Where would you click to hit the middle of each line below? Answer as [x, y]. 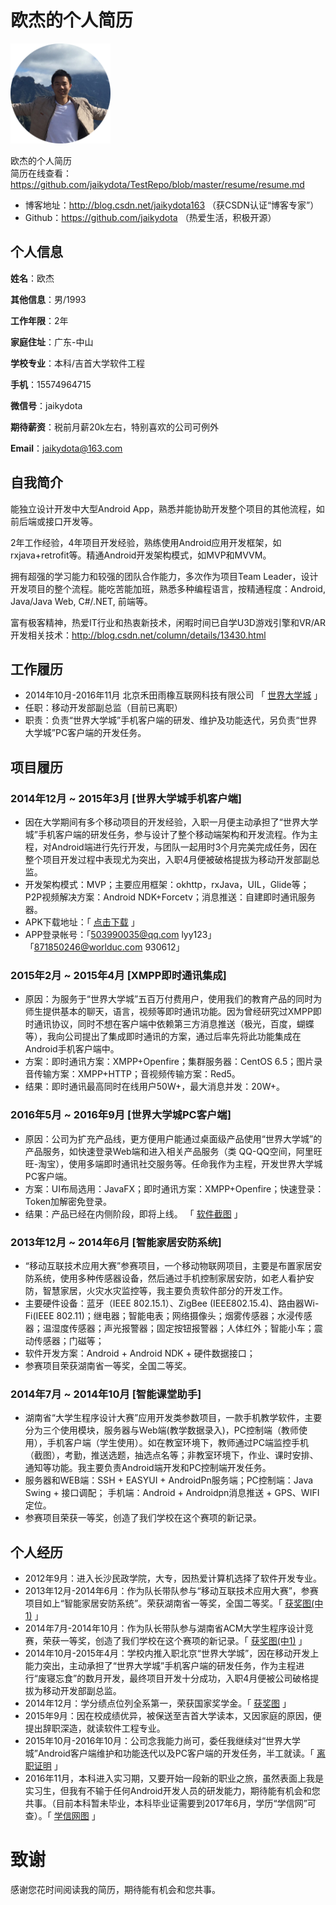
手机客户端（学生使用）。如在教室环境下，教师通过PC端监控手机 [177, 1443]
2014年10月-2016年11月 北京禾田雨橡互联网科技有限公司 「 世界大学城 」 [173, 695]
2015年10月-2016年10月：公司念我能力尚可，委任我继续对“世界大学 [163, 1741]
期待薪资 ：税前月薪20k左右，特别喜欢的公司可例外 [115, 427]
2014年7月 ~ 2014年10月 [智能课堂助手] [106, 1394]
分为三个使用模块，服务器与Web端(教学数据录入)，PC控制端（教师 [161, 1430]
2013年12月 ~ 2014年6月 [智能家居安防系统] [116, 1242]
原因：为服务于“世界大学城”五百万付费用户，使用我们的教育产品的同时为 [173, 999]
